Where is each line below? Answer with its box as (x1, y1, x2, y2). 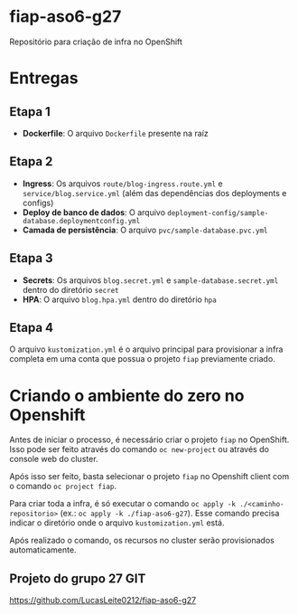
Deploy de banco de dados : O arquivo (22, 206, 165, 218)
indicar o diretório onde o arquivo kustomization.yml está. (9, 517, 225, 528)
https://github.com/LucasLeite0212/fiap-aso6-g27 (9, 595, 197, 606)
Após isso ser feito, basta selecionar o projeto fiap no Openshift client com (9, 471, 290, 482)
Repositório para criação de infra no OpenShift (9, 36, 183, 47)
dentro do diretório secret (22, 284, 119, 295)
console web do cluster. (9, 454, 98, 465)
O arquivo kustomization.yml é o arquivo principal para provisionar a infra (9, 344, 284, 354)
